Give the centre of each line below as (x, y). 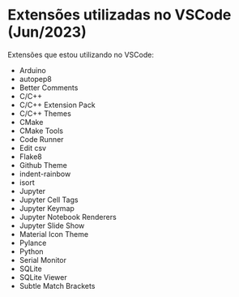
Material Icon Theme (54, 234)
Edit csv (32, 148)
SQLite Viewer (43, 277)
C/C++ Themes (45, 113)
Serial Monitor (43, 260)
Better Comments (49, 88)
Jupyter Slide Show (52, 226)
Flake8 (30, 157)
